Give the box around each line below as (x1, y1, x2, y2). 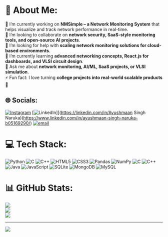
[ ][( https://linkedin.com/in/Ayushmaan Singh (31, 109, 146, 115)
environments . (19, 47, 50, 53)
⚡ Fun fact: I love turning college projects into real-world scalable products (5, 74, 162, 80)
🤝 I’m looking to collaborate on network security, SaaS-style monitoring (5, 31, 156, 37)
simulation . (5, 68, 29, 74)
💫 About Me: (5, 4, 58, 16)
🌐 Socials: (5, 96, 38, 104)
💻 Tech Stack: (5, 138, 67, 149)
